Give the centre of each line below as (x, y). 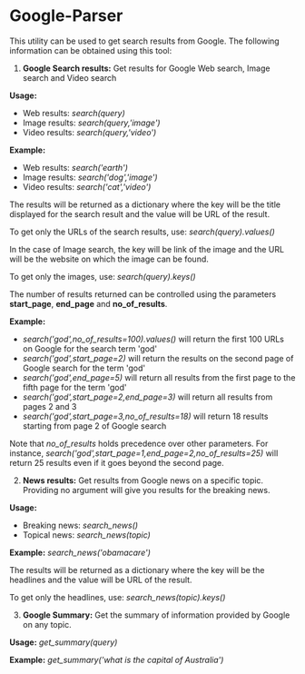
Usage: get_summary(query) (64, 642)
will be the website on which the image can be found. (109, 259)
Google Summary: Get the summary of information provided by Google (156, 615)
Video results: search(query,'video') (89, 132)
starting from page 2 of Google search (94, 426)
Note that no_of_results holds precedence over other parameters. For (139, 443)
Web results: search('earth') (75, 167)
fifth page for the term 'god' (74, 387)
